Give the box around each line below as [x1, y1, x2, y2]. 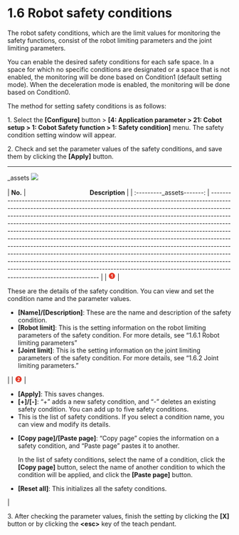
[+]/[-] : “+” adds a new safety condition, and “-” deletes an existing [17, 397, 216, 406]
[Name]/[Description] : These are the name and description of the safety [17, 308, 231, 317]
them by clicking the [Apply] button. [7, 152, 114, 160]
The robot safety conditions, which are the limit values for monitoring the [7, 29, 221, 37]
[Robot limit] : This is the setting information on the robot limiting [17, 323, 206, 332]
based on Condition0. [7, 88, 71, 96]
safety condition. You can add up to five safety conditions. [17, 404, 189, 413]
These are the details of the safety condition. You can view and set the [7, 287, 215, 295]
